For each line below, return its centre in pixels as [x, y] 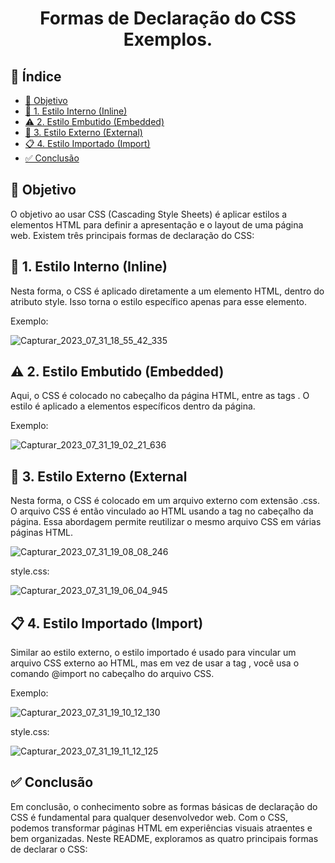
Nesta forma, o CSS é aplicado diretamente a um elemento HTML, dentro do [167, 291]
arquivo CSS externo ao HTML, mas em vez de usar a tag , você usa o [155, 663]
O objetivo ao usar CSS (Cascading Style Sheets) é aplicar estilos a [149, 214]
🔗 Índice [36, 76]
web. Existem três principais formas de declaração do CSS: [132, 235]
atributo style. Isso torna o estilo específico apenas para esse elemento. [159, 301]
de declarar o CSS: [49, 849]
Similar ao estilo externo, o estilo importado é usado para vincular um [153, 653]
